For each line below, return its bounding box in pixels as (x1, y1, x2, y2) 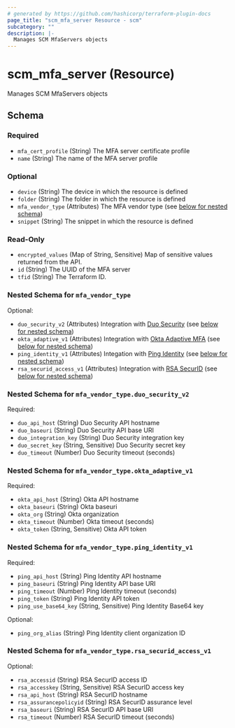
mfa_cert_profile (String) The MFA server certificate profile (17, 146, 190, 155)
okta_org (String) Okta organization (17, 510, 119, 518)
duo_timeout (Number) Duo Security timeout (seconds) (17, 448, 176, 457)
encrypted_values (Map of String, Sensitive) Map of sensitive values (17, 250, 213, 259)
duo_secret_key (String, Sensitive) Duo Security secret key (17, 441, 186, 449)
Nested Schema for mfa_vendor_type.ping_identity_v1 (7, 543, 194, 552)
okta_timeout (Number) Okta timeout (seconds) (17, 518, 155, 526)
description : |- (7, 29, 55, 37)
